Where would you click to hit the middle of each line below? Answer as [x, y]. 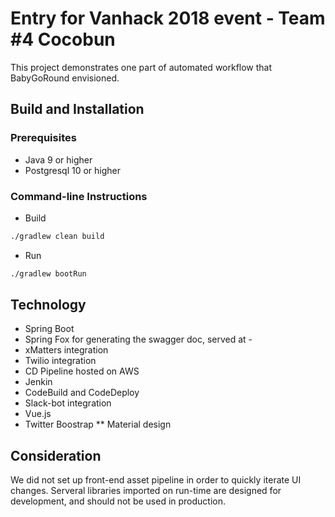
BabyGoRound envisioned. [65, 78]
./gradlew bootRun [48, 273]
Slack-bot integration [68, 403]
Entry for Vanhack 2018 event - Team [168, 18]
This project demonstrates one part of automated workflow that [141, 67]
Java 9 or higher [58, 159]
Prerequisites [43, 138]
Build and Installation [77, 109]
